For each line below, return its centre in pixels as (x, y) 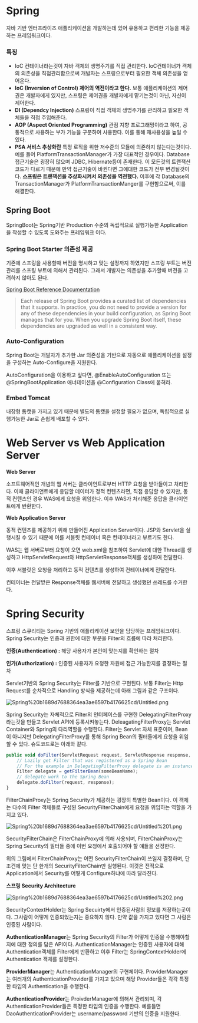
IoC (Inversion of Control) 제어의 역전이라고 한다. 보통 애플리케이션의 (95, 88)
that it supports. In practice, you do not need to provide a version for (103, 307)
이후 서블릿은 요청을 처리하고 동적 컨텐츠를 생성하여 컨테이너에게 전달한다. (91, 569)
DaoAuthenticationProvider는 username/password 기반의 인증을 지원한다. (94, 1013)
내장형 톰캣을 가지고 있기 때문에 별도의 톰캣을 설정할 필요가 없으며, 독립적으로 (95, 411)
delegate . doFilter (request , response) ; (66, 783)
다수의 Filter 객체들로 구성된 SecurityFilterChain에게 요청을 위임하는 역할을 (99, 807)
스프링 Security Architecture (41, 886)
